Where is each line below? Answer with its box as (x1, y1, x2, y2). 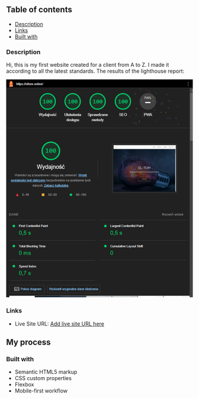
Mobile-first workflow (14, 387, 68, 394)
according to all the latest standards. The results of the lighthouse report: (6, 67, 185, 75)
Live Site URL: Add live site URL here (14, 320, 105, 327)
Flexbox (14, 381, 34, 388)
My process (6, 337, 51, 347)
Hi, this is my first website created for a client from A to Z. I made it (6, 62, 169, 69)
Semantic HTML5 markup (14, 368, 78, 375)
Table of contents (6, 5, 72, 15)
